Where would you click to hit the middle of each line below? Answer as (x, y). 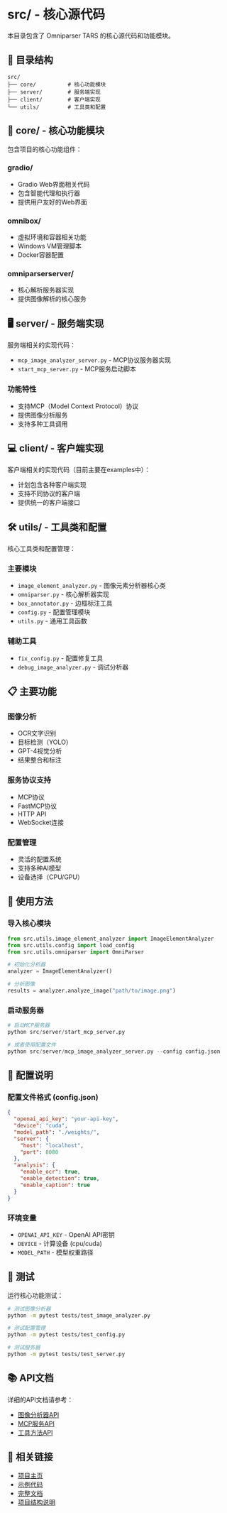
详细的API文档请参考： (40, 1399)
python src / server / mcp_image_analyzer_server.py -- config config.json (114, 1052)
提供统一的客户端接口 (49, 503)
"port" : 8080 (39, 1152)
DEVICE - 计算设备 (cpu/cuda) (60, 1243)
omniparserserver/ (41, 274)
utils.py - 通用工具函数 (52, 621)
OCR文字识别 (37, 733)
